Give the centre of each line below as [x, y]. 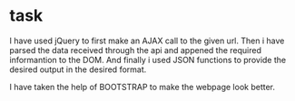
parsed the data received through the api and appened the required [135, 50]
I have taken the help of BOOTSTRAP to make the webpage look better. [142, 87]
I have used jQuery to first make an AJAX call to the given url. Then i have [147, 41]
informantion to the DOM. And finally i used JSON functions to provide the [148, 60]
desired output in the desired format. [78, 69]
